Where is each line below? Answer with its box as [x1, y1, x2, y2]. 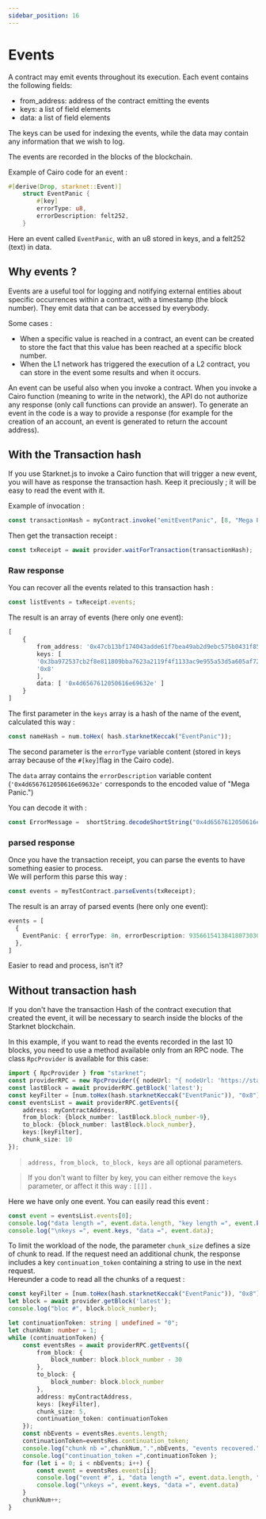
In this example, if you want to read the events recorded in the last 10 [8, 1037, 234, 1047]
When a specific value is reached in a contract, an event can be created [19, 334, 255, 343]
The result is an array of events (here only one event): [8, 612, 184, 623]
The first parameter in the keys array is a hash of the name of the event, [8, 709, 241, 719]
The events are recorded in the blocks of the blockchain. [8, 152, 192, 161]
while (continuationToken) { [8, 1333, 104, 1341]
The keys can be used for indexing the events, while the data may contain [8, 128, 249, 137]
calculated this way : [8, 717, 75, 727]
